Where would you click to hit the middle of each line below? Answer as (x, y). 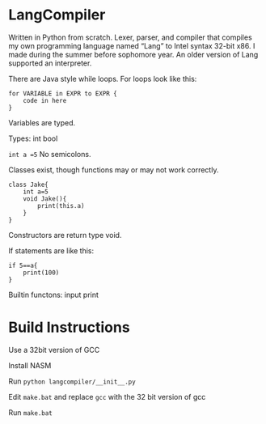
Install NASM (30, 365)
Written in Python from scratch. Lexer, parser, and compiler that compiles (130, 37)
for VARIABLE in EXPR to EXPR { (63, 93)
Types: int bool (33, 138)
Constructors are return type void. (65, 235)
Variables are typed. (42, 122)
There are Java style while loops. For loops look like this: (103, 78)
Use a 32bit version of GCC (54, 350)
